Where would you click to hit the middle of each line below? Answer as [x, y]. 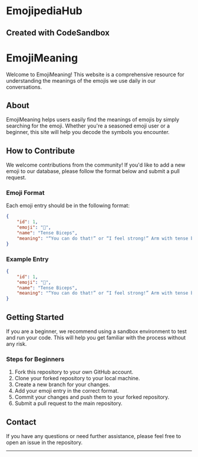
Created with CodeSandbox [58, 33]
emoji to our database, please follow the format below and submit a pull [93, 171]
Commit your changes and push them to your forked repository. [92, 397]
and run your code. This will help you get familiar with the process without [96, 338]
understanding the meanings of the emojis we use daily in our [81, 80]
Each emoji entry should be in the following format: [68, 205]
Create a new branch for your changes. [62, 384]
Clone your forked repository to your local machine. [77, 378]
